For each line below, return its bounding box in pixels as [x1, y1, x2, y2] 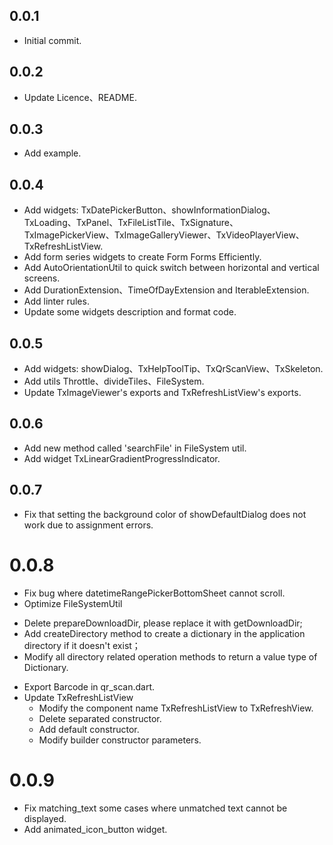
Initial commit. [23, 34, 82, 46]
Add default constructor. [38, 723, 140, 735]
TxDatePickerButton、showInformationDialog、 [80, 204, 276, 216]
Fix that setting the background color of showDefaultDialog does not [23, 508, 307, 520]
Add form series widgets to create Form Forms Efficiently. [23, 251, 262, 263]
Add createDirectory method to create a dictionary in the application [23, 627, 306, 639]
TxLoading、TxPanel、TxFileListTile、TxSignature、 [23, 217, 239, 229]
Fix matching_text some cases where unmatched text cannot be [23, 802, 288, 814]
